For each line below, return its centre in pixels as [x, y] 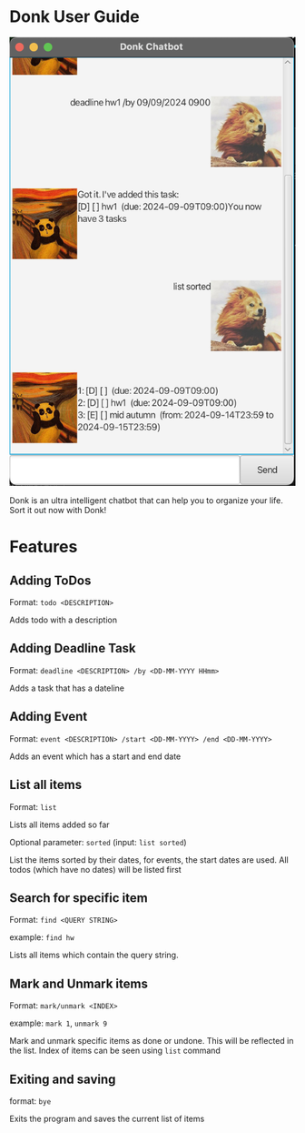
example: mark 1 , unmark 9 [58, 1023]
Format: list [33, 806]
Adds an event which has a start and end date [95, 756]
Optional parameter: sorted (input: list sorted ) [98, 842]
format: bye [30, 1101]
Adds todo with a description [64, 620]
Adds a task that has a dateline [67, 688]
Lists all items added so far [60, 824]
